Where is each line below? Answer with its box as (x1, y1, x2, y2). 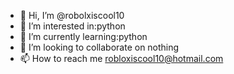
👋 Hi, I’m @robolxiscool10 (19, 10, 125, 21)
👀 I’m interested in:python (19, 20, 126, 32)
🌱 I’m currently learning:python (19, 31, 148, 42)
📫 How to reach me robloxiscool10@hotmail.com (19, 53, 224, 64)
